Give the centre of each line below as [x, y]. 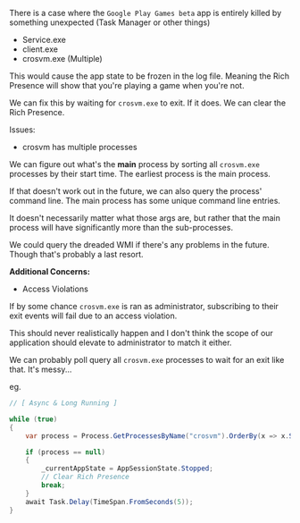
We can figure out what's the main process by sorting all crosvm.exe [135, 164]
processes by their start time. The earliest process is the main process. [140, 174]
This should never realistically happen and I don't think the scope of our [142, 333]
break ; [54, 485]
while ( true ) [33, 419]
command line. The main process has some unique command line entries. [145, 201]
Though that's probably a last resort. [77, 254]
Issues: [22, 130]
